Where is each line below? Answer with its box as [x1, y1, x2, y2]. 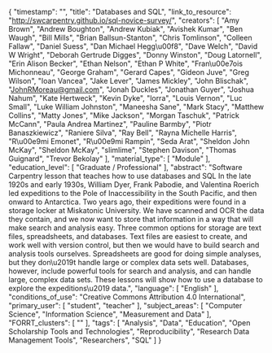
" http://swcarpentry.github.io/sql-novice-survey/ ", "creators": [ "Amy [8, 15, 240, 25]
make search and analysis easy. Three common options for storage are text [8, 223, 262, 233]
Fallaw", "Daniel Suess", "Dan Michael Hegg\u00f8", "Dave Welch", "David [8, 41, 258, 51]
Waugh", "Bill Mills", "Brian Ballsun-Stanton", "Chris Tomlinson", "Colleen [8, 33, 252, 42]
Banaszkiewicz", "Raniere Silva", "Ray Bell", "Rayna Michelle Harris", [8, 128, 238, 137]
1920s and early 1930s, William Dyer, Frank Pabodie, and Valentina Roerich [8, 180, 259, 190]
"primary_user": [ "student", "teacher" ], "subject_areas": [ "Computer [8, 301, 243, 310]
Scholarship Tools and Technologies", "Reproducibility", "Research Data [8, 327, 250, 336]
